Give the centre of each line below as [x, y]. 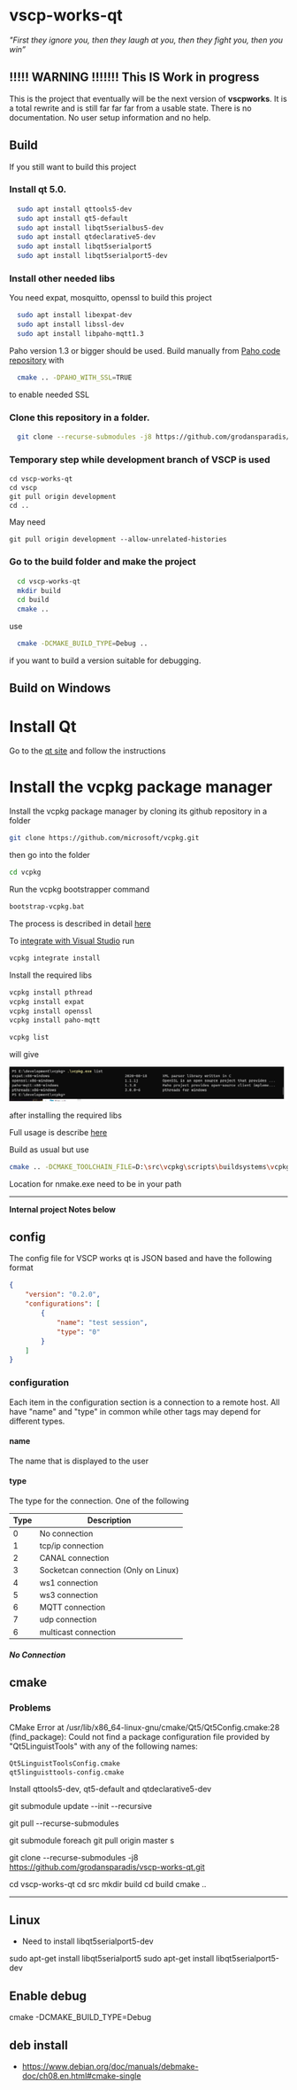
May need [27, 522]
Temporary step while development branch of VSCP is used [140, 460]
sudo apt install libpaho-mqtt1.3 [80, 334]
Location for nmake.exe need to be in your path [95, 1183]
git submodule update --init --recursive [81, 1805]
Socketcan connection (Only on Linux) [109, 1571]
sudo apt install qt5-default [72, 218]
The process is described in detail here [80, 924]
